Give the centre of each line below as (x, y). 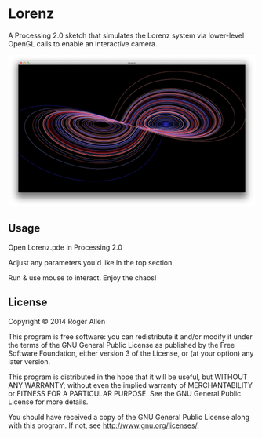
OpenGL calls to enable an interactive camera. (83, 43)
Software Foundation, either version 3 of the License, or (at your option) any (131, 353)
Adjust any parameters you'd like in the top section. (91, 262)
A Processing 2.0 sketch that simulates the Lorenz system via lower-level (126, 35)
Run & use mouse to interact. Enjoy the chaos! (82, 277)
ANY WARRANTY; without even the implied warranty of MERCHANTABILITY (131, 385)
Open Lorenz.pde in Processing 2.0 (65, 247)
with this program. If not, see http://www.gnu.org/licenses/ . (104, 425)
